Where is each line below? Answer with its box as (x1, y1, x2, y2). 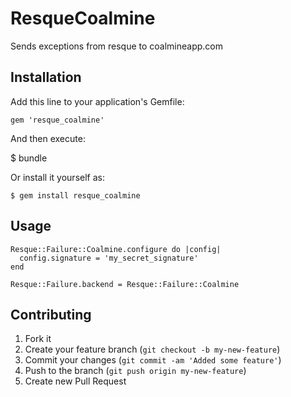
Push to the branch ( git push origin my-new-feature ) (24, 365, 247, 377)
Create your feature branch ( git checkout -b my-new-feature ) (24, 343, 281, 356)
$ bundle (10, 152, 48, 164)
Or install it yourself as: (10, 171, 105, 183)
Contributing (10, 306, 92, 323)
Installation (10, 69, 82, 86)
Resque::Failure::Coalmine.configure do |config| (10, 244, 222, 254)
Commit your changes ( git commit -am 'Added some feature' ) (24, 354, 282, 366)
